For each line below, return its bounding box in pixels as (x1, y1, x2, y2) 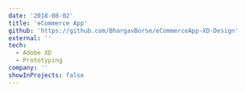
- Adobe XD (15, 49, 52, 57)
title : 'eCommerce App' (8, 19, 88, 27)
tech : (8, 42, 27, 50)
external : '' (8, 34, 52, 42)
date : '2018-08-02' (8, 11, 74, 20)
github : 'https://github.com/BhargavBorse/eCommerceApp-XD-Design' (8, 26, 239, 34)
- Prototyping (15, 57, 63, 65)
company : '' (8, 64, 48, 72)
